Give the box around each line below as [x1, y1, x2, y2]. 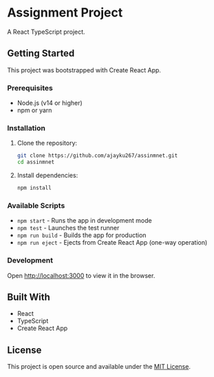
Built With [7, 291, 50, 303]
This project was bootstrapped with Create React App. [7, 65, 162, 74]
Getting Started [7, 48, 75, 59]
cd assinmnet [17, 159, 55, 166]
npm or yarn [17, 106, 52, 114]
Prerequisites [7, 83, 53, 92]
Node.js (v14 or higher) [17, 99, 83, 108]
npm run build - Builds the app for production [17, 231, 147, 239]
